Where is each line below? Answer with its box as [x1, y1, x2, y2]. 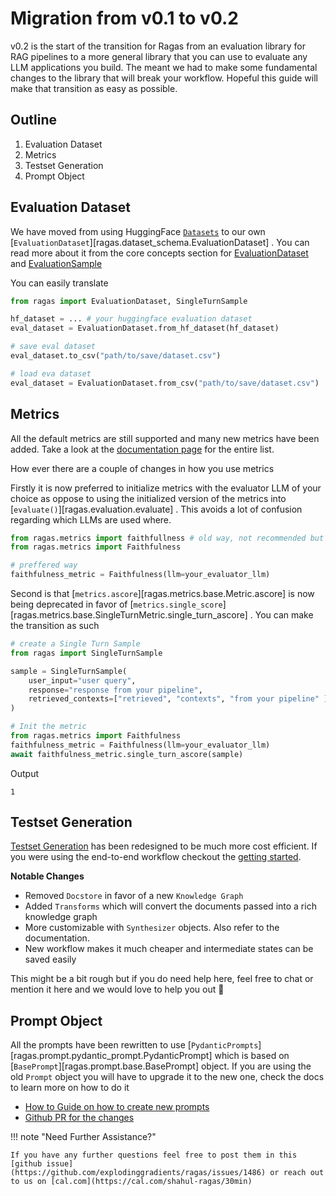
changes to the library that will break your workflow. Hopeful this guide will [10, 72, 319, 84]
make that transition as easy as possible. [10, 82, 178, 94]
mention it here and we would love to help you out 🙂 [10, 983, 225, 996]
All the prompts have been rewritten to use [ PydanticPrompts [10, 1039, 259, 1051]
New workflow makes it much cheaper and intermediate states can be [24, 943, 314, 955]
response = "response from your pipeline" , [28, 685, 203, 695]
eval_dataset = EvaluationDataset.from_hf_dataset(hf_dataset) [10, 323, 280, 334]
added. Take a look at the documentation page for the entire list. [10, 443, 275, 455]
